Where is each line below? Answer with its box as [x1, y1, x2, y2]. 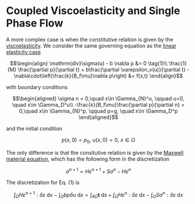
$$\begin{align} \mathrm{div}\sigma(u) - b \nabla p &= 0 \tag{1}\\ [9, 60, 168, 67]
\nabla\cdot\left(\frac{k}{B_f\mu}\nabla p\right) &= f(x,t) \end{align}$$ [13, 72, 183, 79]
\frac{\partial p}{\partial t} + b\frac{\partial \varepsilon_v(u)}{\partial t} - [17, 66, 190, 73]
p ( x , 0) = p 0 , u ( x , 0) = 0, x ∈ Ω [61, 136, 136, 145]
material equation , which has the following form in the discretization [6, 155, 170, 162]
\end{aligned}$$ [78, 113, 119, 121]
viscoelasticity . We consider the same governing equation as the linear [6, 42, 177, 49]
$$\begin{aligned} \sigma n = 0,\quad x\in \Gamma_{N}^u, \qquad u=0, [12, 95, 184, 102]
